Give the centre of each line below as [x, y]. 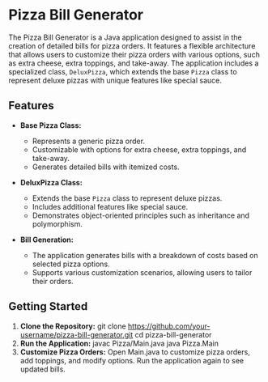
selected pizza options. [71, 264]
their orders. [53, 281]
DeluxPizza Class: [51, 182]
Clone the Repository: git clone [73, 326]
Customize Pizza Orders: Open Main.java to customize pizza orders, [135, 352]
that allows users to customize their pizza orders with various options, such [134, 54]
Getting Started [48, 306]
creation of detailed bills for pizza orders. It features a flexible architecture [132, 45]
